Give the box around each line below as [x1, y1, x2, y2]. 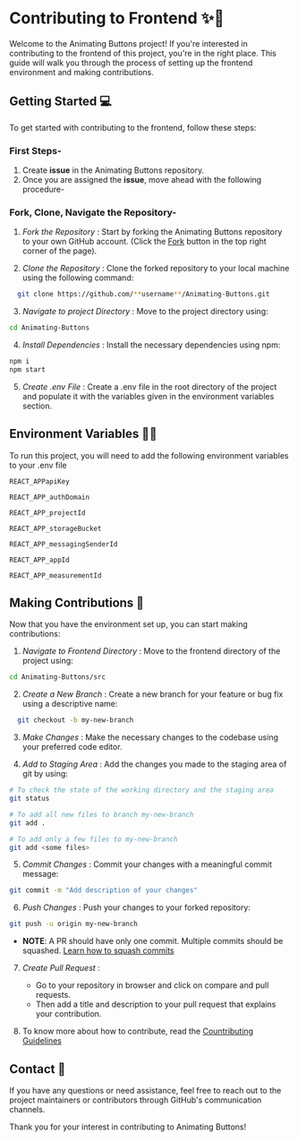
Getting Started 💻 [9, 94, 112, 109]
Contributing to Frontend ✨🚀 [9, 8, 226, 29]
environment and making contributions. [9, 66, 154, 77]
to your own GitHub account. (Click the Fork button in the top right [21, 236, 267, 247]
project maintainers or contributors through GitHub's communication [9, 1094, 262, 1105]
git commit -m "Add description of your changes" [9, 886, 199, 895]
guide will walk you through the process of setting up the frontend [9, 57, 253, 68]
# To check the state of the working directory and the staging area [9, 785, 275, 795]
